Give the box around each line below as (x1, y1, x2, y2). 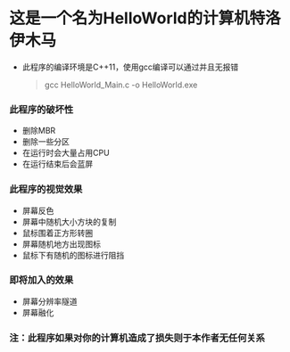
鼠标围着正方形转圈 (21, 227, 94, 238)
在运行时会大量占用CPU (21, 148, 110, 159)
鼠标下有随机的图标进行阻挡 (21, 250, 125, 260)
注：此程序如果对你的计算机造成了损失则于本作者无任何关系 (9, 332, 266, 344)
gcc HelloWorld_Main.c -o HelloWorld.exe (44, 79, 198, 90)
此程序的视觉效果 (9, 184, 83, 196)
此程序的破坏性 (9, 103, 74, 116)
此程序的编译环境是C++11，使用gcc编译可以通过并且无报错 (21, 61, 239, 72)
